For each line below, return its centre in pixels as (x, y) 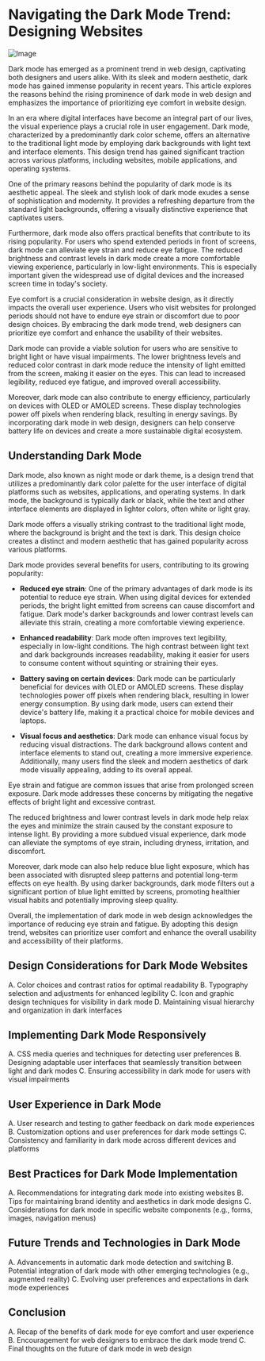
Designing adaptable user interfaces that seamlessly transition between (125, 1063)
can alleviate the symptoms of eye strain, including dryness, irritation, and (129, 842)
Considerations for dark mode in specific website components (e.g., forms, (131, 1209)
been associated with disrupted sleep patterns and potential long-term (123, 875)
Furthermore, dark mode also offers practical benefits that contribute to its (129, 233)
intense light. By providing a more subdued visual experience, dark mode (127, 834)
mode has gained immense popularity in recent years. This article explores (130, 86)
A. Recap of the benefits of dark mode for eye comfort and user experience (131, 1332)
